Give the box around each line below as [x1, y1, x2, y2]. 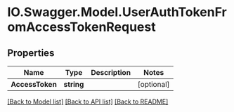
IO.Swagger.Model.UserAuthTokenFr [7, 4, 227, 20]
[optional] [137, 80, 170, 89]
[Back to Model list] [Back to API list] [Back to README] [7, 97, 169, 106]
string [63, 80, 84, 89]
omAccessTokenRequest [7, 19, 156, 35]
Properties [7, 47, 55, 59]
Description [91, 68, 131, 77]
